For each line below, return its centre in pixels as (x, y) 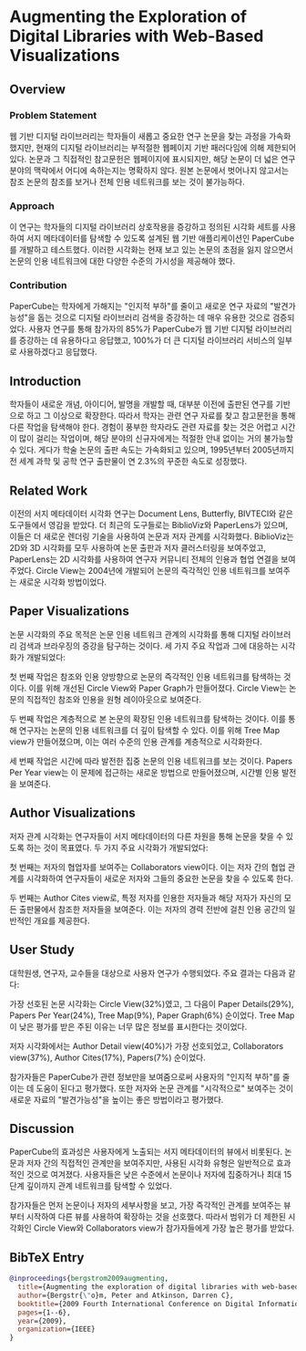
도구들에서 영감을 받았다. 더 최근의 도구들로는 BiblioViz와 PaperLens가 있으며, (149, 525)
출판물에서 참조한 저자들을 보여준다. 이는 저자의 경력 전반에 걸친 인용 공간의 (153, 909)
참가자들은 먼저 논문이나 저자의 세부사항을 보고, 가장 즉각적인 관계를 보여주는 (146, 1205)
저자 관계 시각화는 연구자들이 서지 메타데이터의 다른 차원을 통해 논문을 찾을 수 (147, 836)
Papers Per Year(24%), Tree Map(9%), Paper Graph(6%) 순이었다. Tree (143, 1015)
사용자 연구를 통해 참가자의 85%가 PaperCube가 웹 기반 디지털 (141, 329)
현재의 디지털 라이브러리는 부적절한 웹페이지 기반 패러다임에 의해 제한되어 (166, 147)
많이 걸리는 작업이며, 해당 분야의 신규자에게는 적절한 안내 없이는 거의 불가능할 (156, 439)
